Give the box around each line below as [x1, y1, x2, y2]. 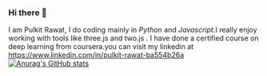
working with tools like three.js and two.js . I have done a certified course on [8, 33, 259, 43]
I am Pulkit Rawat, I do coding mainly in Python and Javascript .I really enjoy [8, 25, 257, 35]
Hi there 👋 [8, 7, 48, 18]
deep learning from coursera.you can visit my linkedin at [8, 42, 194, 51]
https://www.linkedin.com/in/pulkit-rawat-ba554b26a [8, 51, 185, 60]
